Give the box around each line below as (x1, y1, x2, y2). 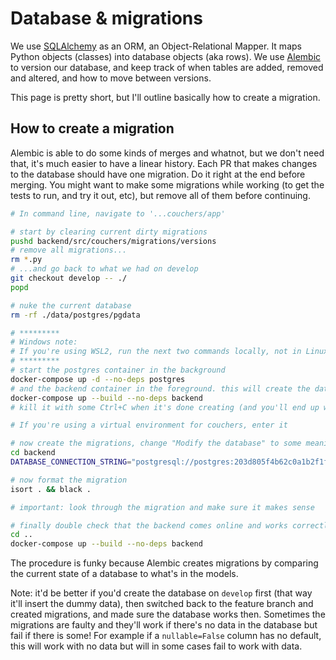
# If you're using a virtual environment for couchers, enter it (10, 420, 288, 431)
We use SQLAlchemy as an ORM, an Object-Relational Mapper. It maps (10, 40, 302, 52)
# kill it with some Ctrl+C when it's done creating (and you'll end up (10, 402, 320, 412)
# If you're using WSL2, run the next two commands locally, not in (10, 347, 302, 357)
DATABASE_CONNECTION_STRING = (10, 457, 132, 467)
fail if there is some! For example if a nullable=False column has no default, (10, 630, 322, 642)
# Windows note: (10, 337, 78, 347)
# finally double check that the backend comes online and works (10, 520, 288, 531)
